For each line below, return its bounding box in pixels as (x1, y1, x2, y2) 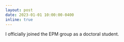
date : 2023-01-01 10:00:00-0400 (5, 12, 74, 17)
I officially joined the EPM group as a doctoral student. (5, 31, 119, 37)
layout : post (5, 7, 33, 13)
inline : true (5, 17, 33, 22)
